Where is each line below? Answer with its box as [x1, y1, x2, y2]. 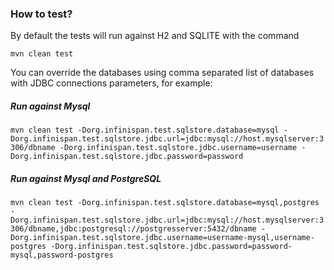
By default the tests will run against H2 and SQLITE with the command [10, 30, 300, 42]
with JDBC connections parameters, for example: [10, 77, 213, 89]
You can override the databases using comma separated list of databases [10, 67, 315, 79]
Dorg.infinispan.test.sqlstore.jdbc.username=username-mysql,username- [10, 233, 315, 243]
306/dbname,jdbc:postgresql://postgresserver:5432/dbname [10, 224, 257, 234]
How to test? [10, 7, 73, 21]
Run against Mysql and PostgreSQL [10, 172, 162, 184]
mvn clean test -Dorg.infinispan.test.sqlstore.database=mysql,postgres [10, 198, 320, 208]
